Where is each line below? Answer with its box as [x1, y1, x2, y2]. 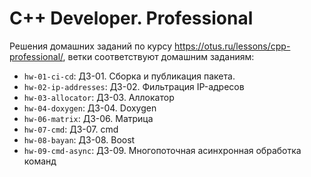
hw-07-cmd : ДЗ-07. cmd [23, 123, 119, 135]
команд [23, 155, 57, 167]
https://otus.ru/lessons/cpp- [174, 40, 291, 52]
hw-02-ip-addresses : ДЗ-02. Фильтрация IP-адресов [23, 80, 245, 92]
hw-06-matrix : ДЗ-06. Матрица [23, 112, 154, 124]
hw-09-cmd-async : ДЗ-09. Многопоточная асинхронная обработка [23, 144, 302, 156]
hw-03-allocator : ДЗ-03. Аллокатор [23, 91, 175, 103]
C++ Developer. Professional [9, 7, 254, 30]
